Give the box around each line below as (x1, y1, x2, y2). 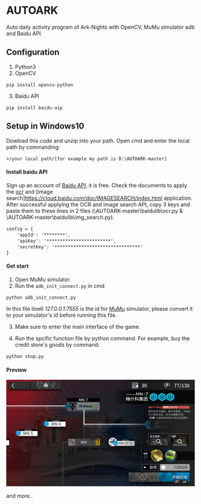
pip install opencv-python (6, 82, 74, 88)
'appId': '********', (17, 232, 71, 238)
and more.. (6, 492, 33, 499)
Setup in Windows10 (6, 121, 85, 131)
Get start (6, 262, 29, 270)
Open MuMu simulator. (14, 275, 72, 283)
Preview (6, 366, 27, 373)
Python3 (14, 63, 36, 70)
